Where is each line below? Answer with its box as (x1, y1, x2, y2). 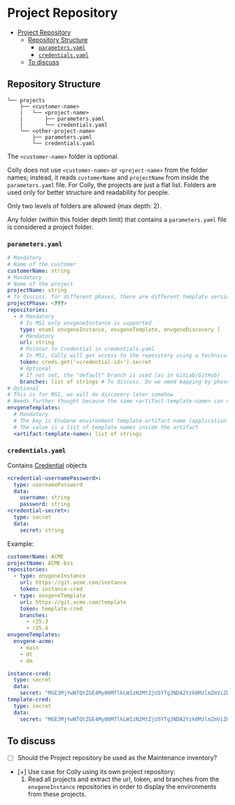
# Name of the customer (7, 261, 77, 268)
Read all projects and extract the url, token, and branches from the (27, 775, 220, 783)
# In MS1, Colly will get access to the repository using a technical (20, 352, 230, 359)
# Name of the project (7, 280, 73, 287)
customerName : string (7, 267, 71, 274)
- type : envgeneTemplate (13, 592, 86, 599)
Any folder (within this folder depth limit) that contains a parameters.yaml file (7, 215, 227, 224)
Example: (7, 539, 34, 548)
